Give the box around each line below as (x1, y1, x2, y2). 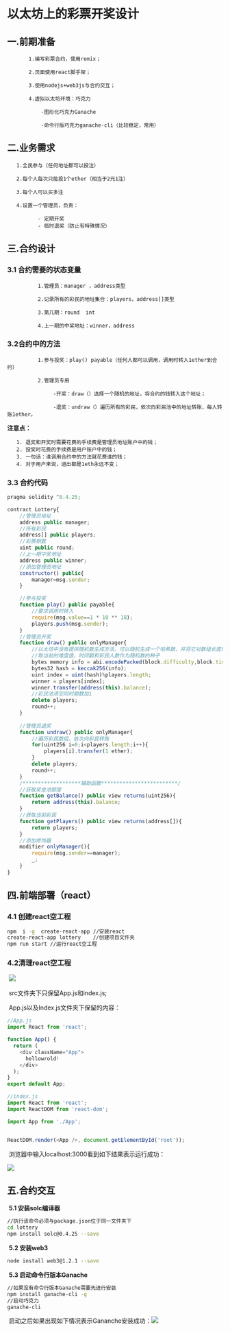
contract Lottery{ (7, 506, 60, 513)
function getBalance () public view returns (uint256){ (19, 792, 176, 799)
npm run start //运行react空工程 (7, 940, 97, 948)
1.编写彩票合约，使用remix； (28, 56, 101, 62)
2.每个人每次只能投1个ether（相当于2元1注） (16, 175, 129, 182)
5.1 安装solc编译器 (8, 1204, 60, 1212)
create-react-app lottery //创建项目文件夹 (7, 934, 136, 941)
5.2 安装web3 (8, 1244, 49, 1252)
